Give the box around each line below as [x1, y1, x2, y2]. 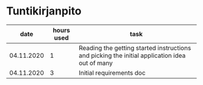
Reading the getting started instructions [78, 43, 192, 52]
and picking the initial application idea [78, 51, 186, 60]
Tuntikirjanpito [6, 4, 82, 18]
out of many [78, 58, 113, 67]
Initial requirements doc [78, 68, 146, 77]
